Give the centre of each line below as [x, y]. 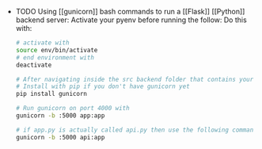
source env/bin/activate [57, 50]
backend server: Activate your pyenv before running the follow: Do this [131, 20]
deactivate [34, 65]
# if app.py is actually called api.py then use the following [122, 130]
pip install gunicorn [51, 94]
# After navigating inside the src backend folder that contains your [135, 79]
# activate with [42, 43]
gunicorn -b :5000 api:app [60, 137]
